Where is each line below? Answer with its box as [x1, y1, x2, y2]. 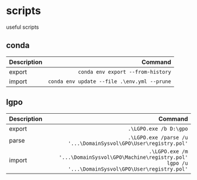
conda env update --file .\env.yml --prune [47, 78, 171, 84]
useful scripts [6, 23, 39, 30]
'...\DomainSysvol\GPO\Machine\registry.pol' [59, 154, 188, 161]
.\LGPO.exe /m [148, 148, 188, 155]
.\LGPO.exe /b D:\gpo [128, 125, 188, 132]
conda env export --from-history [78, 69, 171, 75]
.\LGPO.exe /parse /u [128, 134, 188, 141]
